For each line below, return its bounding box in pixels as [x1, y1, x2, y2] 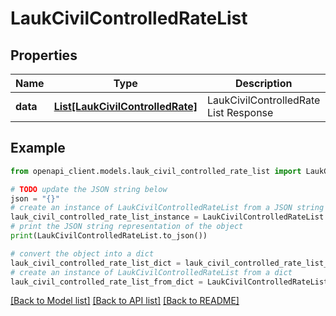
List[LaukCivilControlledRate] [53, 100, 198, 113]
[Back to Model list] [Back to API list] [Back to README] [10, 295, 240, 307]
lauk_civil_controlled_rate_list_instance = [10, 212, 199, 222]
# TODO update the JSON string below [10, 184, 168, 194]
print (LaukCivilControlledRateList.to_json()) [10, 231, 208, 241]
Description [234, 77, 293, 90]
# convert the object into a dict [10, 248, 155, 259]
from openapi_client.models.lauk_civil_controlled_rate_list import [10, 166, 302, 176]
